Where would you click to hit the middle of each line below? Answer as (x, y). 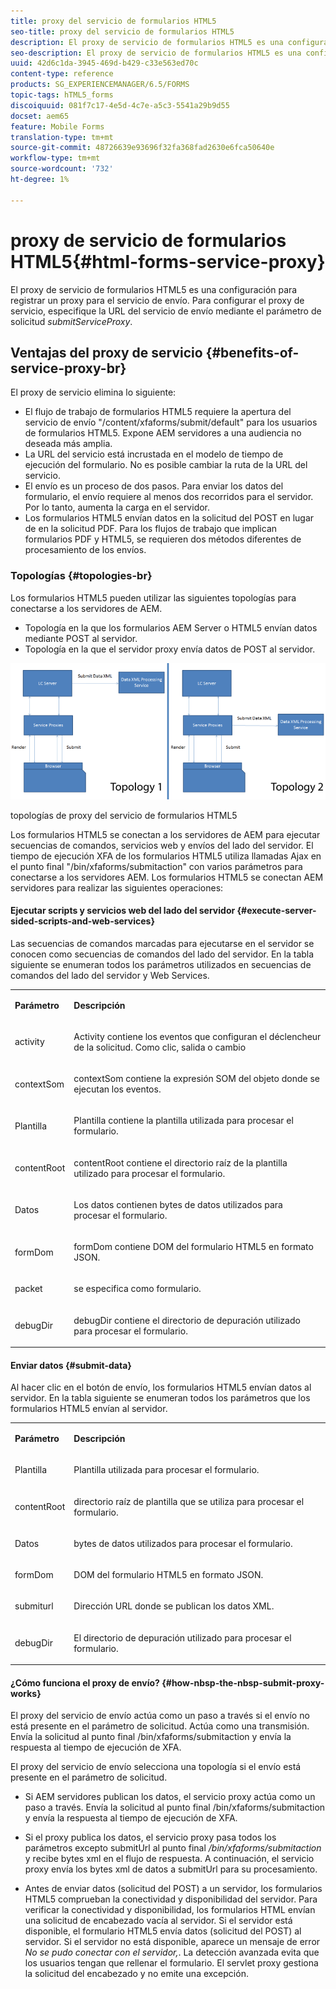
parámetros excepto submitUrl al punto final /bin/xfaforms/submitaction (173, 1848)
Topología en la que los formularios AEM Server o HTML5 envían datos (171, 627)
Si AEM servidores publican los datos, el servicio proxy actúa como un (170, 1797)
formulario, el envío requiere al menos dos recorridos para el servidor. (169, 497)
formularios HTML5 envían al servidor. (89, 1409)
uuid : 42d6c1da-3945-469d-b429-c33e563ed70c (104, 63)
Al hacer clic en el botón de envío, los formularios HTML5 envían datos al (161, 1387)
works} (26, 1693)
